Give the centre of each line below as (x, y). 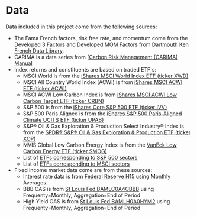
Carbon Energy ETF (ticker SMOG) (65, 151)
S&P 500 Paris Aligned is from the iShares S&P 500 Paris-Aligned (102, 114)
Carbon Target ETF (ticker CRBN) (64, 101)
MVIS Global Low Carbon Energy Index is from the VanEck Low (100, 145)
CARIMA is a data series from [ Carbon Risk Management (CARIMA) (96, 57)
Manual (23, 63)
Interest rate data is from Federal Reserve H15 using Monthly (97, 176)
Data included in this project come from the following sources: (81, 27)
